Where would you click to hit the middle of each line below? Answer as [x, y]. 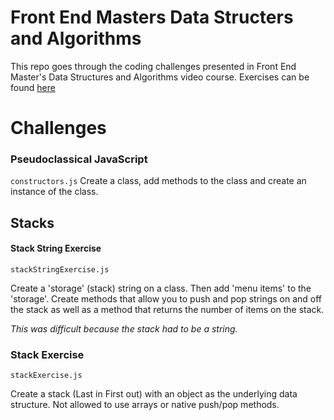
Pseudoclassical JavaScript [79, 159]
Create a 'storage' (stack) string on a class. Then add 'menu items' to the [161, 288]
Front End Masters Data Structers [152, 17]
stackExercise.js [46, 376]
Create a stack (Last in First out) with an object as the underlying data [154, 394]
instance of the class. [54, 192]
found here [33, 87]
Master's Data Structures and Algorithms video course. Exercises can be [160, 77]
